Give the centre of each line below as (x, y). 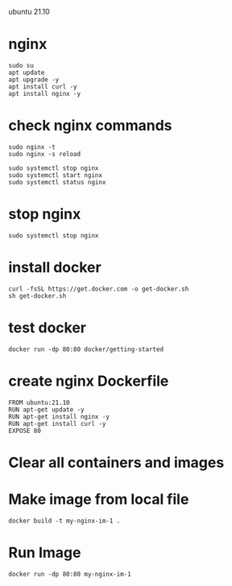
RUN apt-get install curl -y (57, 423)
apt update (27, 72)
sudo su (21, 65)
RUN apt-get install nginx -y (59, 417)
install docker (55, 267)
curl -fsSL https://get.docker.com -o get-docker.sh (99, 289)
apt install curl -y (43, 87)
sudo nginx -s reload (45, 154)
